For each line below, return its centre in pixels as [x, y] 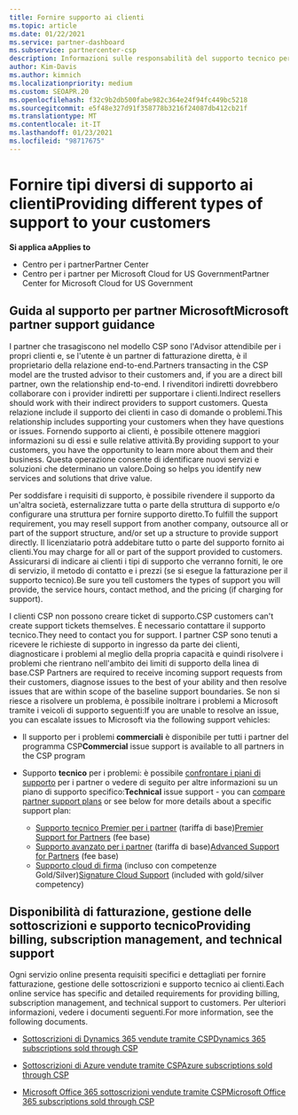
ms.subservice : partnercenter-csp [73, 51]
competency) [59, 884]
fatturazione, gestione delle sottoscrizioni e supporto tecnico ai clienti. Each [147, 984]
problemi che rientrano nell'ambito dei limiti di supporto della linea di [134, 663]
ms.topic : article [43, 26]
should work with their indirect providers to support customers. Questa [139, 402]
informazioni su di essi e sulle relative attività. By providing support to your [144, 441]
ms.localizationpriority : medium [71, 83]
